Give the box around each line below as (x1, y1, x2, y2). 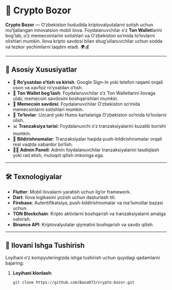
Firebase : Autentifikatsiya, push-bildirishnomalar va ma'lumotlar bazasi (12, 200, 163, 206)
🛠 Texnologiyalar (5, 172, 62, 181)
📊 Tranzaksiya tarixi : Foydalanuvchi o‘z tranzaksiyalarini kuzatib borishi (12, 123, 166, 129)
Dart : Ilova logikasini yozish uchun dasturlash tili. (12, 194, 116, 200)
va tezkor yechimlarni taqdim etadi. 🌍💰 (5, 44, 90, 50)
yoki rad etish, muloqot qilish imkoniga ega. (12, 152, 104, 158)
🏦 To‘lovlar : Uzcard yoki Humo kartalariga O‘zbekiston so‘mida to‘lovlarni (12, 111, 167, 118)
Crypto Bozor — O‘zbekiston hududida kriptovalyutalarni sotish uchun (5, 22, 154, 28)
